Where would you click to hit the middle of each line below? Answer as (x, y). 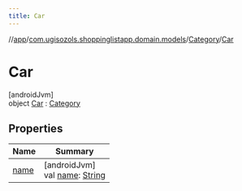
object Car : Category (45, 103)
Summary (75, 151)
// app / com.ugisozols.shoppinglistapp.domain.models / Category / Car (121, 39)
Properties (36, 128)
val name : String (74, 176)
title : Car (27, 16)
